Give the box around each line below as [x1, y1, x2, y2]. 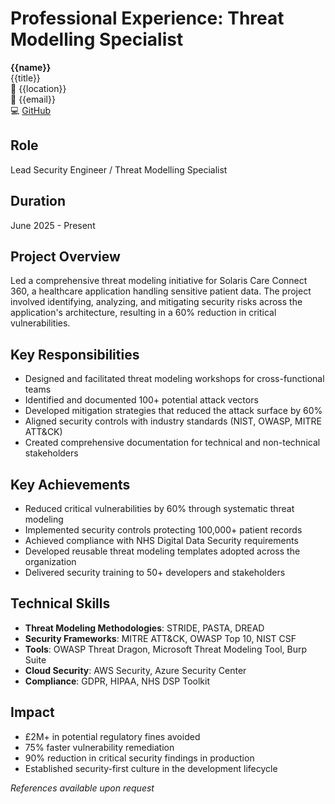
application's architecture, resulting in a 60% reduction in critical [10, 307, 277, 319]
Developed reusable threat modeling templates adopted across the [24, 545, 301, 557]
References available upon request [10, 782, 155, 794]
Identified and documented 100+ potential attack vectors [24, 394, 259, 406]
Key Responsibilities [10, 346, 140, 363]
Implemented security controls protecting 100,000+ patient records [24, 524, 303, 536]
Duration [10, 193, 67, 210]
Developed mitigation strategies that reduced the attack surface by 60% [24, 405, 323, 417]
